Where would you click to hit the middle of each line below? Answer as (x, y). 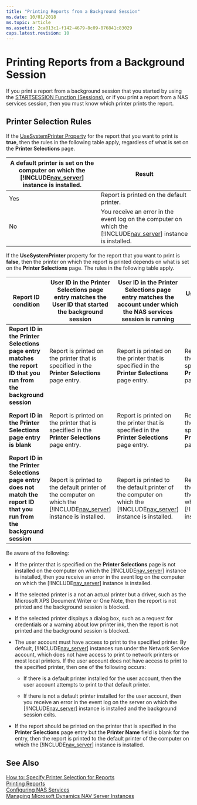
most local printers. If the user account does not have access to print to (101, 661)
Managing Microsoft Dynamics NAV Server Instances (70, 796)
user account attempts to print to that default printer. (87, 684)
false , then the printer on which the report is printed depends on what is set (98, 261)
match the (23, 494)
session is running (148, 319)
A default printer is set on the (52, 163)
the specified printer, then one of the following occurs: (80, 667)
